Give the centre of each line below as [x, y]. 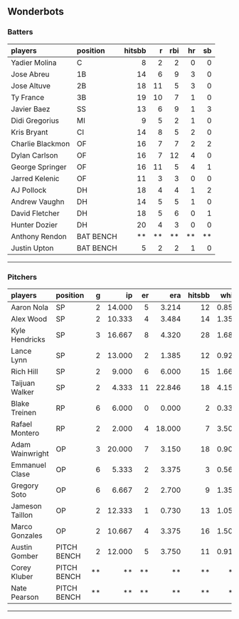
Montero [25, 433]
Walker [22, 392]
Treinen [24, 412]
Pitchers [22, 277]
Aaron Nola [30, 307]
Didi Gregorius [35, 121]
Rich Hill [25, 372]
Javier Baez [31, 108]
